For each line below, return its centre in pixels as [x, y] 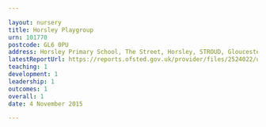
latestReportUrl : [37, 60]
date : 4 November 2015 [46, 104]
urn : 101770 [28, 37]
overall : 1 [26, 96]
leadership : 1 [32, 81]
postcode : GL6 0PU [38, 44]
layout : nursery [35, 22]
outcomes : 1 [28, 89]
